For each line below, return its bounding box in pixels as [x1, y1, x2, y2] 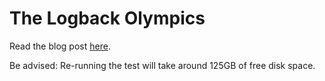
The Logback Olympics [9, 7, 206, 30]
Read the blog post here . [9, 40, 111, 52]
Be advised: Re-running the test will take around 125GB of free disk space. [9, 59, 316, 71]
